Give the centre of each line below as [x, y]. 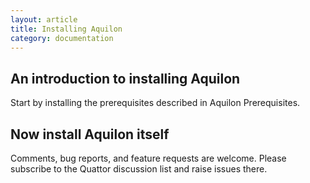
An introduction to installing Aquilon [125, 78]
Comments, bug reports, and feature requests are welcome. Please [148, 158]
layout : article [44, 19]
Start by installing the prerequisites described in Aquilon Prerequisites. [155, 103]
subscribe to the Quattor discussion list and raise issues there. [139, 169]
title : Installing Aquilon [66, 29]
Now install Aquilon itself [90, 134]
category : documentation [62, 38]
